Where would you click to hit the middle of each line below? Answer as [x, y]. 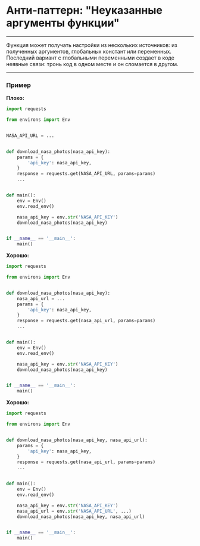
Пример [19, 85]
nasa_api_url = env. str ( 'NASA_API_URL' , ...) [74, 511]
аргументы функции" [63, 23]
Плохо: [15, 98]
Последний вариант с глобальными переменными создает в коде [90, 58]
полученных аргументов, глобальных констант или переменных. [89, 51]
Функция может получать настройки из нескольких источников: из [92, 45]
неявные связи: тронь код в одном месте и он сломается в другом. [92, 64]
